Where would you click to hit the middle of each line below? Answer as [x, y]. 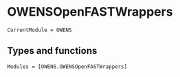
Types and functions [52, 51]
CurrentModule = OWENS [40, 30]
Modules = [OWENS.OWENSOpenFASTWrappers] [67, 66]
